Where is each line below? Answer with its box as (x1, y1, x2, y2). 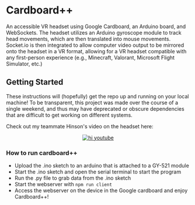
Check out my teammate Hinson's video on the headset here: (6, 122, 154, 129)
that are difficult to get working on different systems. (6, 111, 133, 118)
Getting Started (6, 77, 64, 87)
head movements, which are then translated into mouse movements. (6, 35, 171, 42)
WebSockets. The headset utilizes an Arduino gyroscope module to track (6, 29, 182, 36)
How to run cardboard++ (6, 149, 78, 157)
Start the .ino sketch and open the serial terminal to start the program (14, 168, 182, 176)
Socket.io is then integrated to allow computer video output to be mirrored (6, 42, 184, 49)
